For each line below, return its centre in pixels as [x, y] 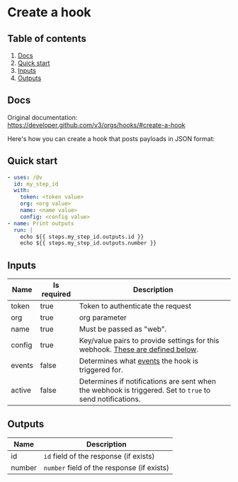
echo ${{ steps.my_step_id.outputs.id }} [82, 237]
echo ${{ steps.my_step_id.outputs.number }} [89, 243]
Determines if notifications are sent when [147, 381]
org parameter [103, 318]
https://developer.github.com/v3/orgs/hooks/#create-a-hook [96, 125]
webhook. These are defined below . [139, 349]
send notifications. [110, 399]
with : [22, 191]
